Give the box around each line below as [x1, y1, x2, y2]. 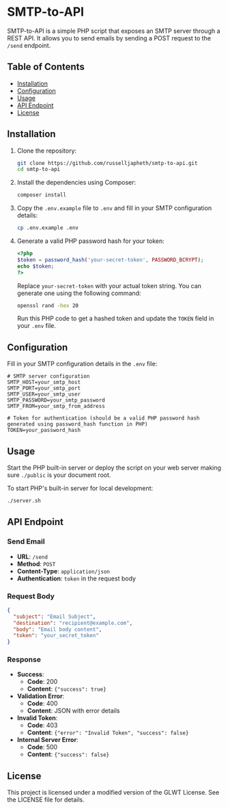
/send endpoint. [7, 41, 51, 49]
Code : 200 [27, 678, 58, 686]
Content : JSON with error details [27, 706, 120, 715]
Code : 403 [27, 721, 58, 730]
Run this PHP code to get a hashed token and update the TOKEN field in [16, 314, 214, 322]
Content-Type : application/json [16, 567, 111, 575]
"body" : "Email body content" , [13, 626, 102, 633]
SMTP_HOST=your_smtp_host [7, 379, 81, 386]
